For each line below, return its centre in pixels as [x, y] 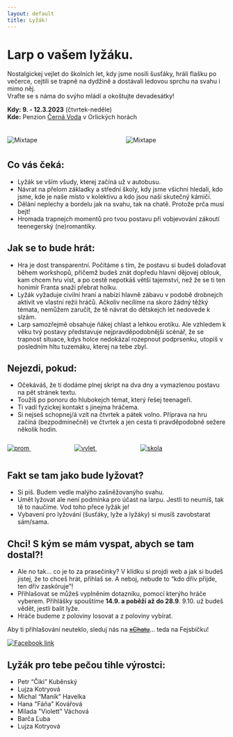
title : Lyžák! [28, 20]
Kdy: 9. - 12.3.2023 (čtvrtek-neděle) [60, 109]
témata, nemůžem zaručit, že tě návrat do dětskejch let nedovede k [114, 309]
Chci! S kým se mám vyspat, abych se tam [101, 544]
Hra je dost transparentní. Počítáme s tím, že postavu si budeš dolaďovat [121, 265]
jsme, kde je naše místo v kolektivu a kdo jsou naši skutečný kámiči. [114, 197]
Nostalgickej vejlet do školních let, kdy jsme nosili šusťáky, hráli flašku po [112, 74]
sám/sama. [33, 522]
